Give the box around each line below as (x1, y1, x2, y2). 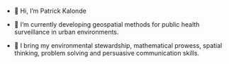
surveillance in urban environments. (13, 28, 119, 36)
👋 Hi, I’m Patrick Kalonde (13, 7, 86, 15)
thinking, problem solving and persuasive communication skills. (13, 49, 200, 57)
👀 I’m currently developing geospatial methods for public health (13, 20, 200, 28)
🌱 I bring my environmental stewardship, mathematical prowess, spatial (13, 41, 223, 49)
